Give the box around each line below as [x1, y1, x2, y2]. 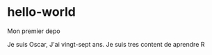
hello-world [7, 4, 76, 20]
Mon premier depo [7, 27, 60, 35]
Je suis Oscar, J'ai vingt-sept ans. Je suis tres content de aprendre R [7, 40, 205, 48]
